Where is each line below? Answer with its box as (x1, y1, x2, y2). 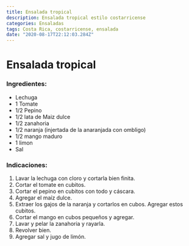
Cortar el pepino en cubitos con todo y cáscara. (15, 187, 135, 195)
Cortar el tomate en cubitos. (15, 181, 86, 188)
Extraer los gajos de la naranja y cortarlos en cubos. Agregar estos (15, 200, 184, 208)
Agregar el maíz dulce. (15, 194, 73, 201)
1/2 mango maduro (15, 132, 63, 140)
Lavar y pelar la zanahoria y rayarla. (15, 220, 105, 227)
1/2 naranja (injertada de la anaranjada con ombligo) (15, 126, 146, 133)
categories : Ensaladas (6, 20, 64, 26)
